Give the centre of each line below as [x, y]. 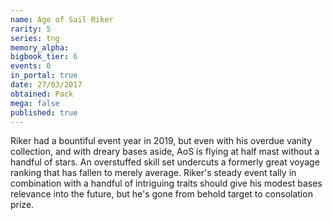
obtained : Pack [42, 94]
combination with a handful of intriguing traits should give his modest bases [166, 183]
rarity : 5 [31, 29]
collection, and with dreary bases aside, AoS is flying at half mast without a [165, 152]
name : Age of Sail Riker [62, 19]
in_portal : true [44, 76]
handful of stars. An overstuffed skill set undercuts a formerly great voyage [165, 162]
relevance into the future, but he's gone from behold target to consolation [161, 194]
